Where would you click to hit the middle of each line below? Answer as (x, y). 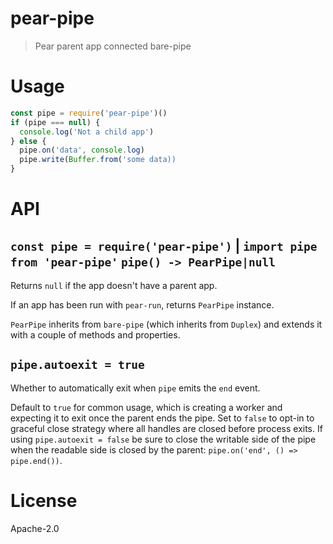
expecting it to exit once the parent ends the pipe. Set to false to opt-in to (162, 418)
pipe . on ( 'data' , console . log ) (82, 150)
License (44, 501)
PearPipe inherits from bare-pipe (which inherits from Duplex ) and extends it (166, 324)
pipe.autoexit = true (77, 365)
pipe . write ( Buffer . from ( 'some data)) (98, 160)
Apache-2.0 (35, 528)
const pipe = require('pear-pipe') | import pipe (164, 245)
